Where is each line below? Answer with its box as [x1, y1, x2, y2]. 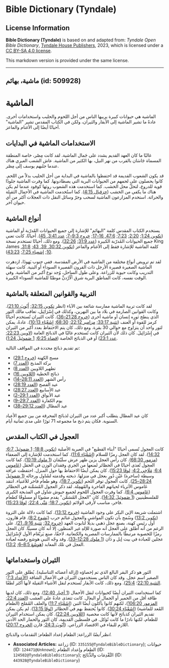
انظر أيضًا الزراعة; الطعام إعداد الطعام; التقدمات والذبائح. [6, 631, 112, 638]
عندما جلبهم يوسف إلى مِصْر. [6, 163, 59, 169]
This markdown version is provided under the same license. [6, 57, 129, 63]
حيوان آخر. [6, 199, 26, 206]
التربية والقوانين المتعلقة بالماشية [6, 290, 97, 298]
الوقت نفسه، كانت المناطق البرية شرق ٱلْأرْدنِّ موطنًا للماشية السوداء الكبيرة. [6, 275, 147, 281]
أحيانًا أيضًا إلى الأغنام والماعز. [6, 124, 60, 130]
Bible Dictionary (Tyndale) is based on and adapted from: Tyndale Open [6, 37, 156, 43]
